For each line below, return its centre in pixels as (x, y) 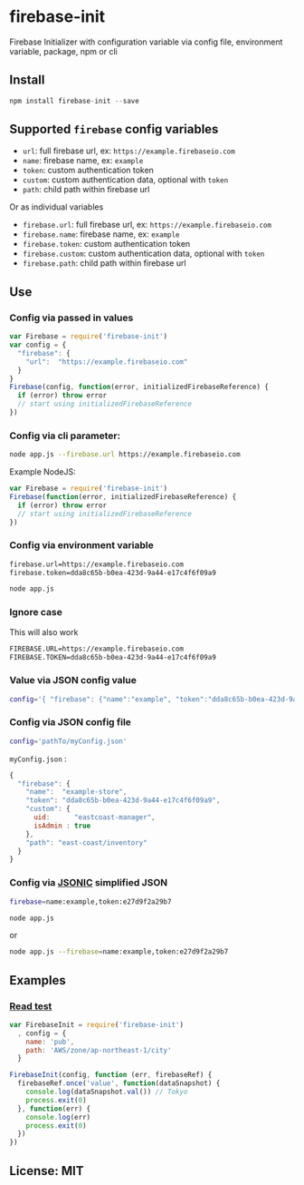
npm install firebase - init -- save (75, 101)
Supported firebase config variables (114, 129)
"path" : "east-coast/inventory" (86, 842)
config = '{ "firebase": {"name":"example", (90, 699)
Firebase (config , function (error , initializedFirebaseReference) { (139, 387)
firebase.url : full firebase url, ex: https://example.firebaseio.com (147, 225)
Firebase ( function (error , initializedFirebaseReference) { (123, 496)
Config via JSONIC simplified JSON (89, 883)
